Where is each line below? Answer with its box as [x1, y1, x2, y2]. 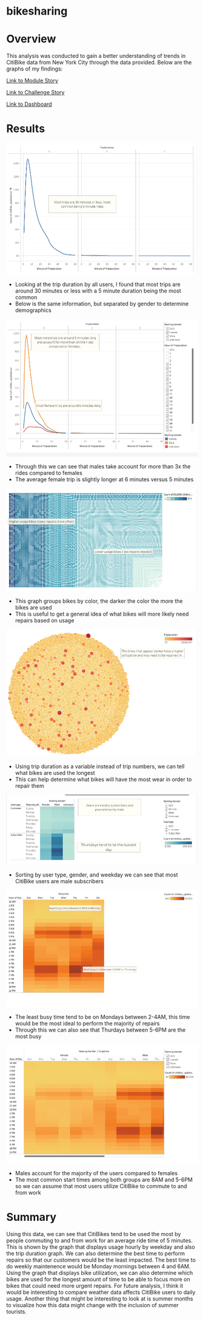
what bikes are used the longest [15, 769, 95, 776]
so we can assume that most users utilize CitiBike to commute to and [15, 1182, 187, 1190]
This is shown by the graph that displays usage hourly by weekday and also [6, 1243, 195, 1251]
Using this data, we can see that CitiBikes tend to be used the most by [6, 1230, 181, 1237]
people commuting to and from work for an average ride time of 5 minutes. [6, 1237, 193, 1244]
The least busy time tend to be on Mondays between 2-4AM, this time [15, 1013, 190, 1021]
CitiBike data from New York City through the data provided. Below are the [6, 59, 192, 66]
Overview [6, 32, 56, 46]
